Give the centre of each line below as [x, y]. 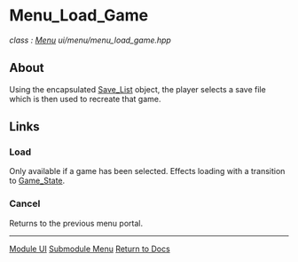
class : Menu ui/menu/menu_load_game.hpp [90, 40]
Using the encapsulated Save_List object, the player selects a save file [137, 89]
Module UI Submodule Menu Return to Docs [90, 249]
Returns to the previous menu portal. [76, 223]
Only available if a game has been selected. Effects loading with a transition [147, 171]
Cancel [25, 203]
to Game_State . [37, 181]
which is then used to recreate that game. [85, 99]
